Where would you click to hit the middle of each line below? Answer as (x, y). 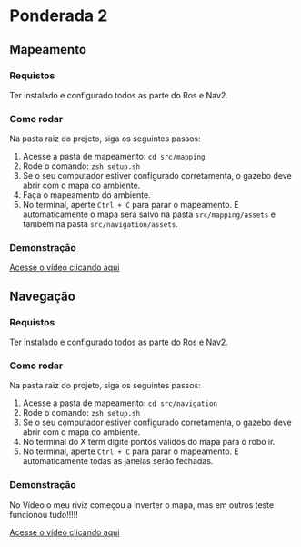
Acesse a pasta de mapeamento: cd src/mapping (114, 157)
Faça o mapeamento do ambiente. (87, 195)
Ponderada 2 (59, 16)
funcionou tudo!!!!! (44, 514)
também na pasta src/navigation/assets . (100, 224)
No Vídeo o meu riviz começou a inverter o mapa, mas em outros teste (142, 505)
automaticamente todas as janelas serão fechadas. (118, 461)
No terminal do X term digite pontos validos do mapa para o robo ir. (149, 442)
